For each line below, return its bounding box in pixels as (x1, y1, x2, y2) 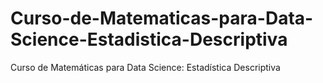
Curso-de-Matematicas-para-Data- (10, 7, 314, 30)
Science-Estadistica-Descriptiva (10, 28, 288, 51)
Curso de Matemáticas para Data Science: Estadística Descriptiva (10, 61, 281, 73)
